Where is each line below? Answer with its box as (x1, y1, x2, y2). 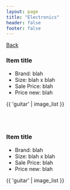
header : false (6, 20, 42, 26)
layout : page (6, 8, 39, 15)
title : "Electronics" (6, 14, 60, 20)
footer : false (6, 25, 42, 31)
